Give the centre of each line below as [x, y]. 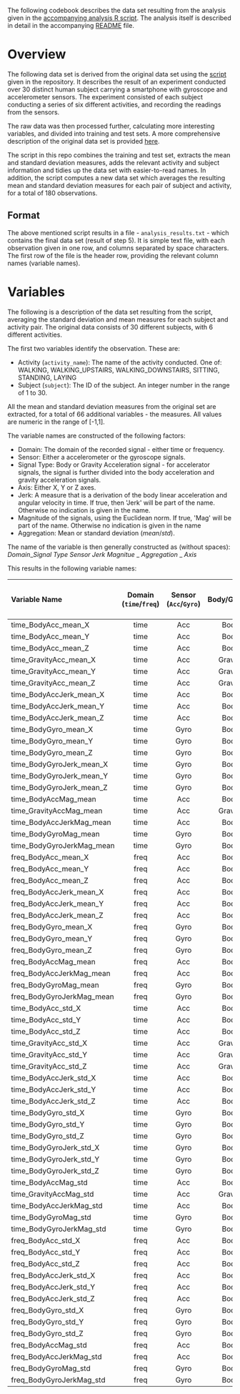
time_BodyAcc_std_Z [46, 1031]
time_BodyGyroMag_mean [55, 834]
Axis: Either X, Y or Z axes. [57, 487]
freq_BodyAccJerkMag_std [56, 1356]
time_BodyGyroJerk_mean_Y [60, 776]
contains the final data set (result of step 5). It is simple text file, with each [116, 240]
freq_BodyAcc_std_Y [46, 1252]
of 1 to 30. [32, 392]
